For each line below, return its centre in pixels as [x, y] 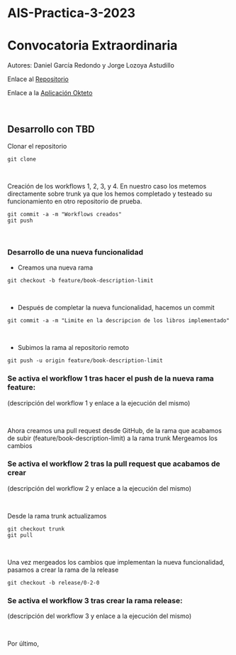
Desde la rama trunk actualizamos [57, 516]
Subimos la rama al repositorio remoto [73, 348]
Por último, [23, 644]
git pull [20, 535]
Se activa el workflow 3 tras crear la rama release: [95, 600]
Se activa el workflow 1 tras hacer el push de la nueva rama [111, 378]
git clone [22, 159]
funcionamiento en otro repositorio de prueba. [75, 201]
